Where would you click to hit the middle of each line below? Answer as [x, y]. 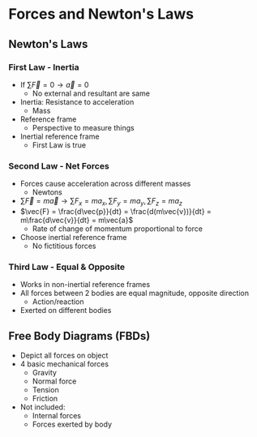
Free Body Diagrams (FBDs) [79, 336]
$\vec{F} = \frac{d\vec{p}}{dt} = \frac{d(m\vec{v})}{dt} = [116, 211]
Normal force [54, 381]
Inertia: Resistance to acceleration [77, 101]
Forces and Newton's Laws [101, 14]
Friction [45, 399]
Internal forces [56, 416]
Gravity [44, 373]
